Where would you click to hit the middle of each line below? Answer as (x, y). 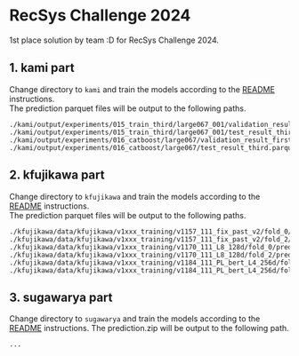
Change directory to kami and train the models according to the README (142, 89)
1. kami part (42, 68)
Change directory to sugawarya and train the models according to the (135, 319)
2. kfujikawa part (57, 175)
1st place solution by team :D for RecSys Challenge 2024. (114, 40)
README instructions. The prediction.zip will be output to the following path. (149, 328)
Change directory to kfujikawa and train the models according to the (135, 196)
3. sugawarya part (61, 297)
